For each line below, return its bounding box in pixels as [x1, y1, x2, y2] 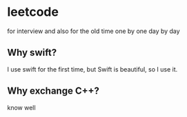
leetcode [7, 4, 59, 20]
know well [7, 103, 36, 111]
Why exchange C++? [7, 85, 100, 97]
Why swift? [7, 47, 57, 58]
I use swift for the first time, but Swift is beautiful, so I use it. [7, 65, 178, 73]
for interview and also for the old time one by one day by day [7, 27, 181, 35]
